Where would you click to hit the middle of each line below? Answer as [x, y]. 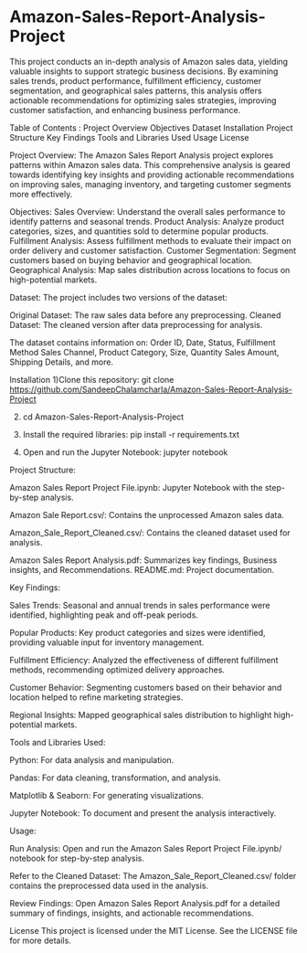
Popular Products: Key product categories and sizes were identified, [138, 632]
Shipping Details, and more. [62, 362]
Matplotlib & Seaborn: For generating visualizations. [106, 795]
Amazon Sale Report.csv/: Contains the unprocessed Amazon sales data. [147, 514]
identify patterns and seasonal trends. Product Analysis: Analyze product [147, 221]
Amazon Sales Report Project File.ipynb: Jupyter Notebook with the [136, 487]
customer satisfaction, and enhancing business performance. [125, 110]
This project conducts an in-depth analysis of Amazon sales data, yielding [149, 61]
